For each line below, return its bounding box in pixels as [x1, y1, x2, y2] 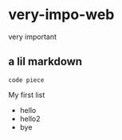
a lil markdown [8, 55, 82, 68]
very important [8, 32, 57, 41]
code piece [8, 76, 45, 84]
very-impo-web [8, 6, 115, 24]
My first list [8, 90, 45, 99]
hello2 [19, 114, 41, 123]
